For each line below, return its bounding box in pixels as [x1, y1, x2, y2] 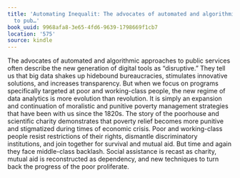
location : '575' [7, 30, 56, 38]
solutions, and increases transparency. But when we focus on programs [7, 79, 219, 88]
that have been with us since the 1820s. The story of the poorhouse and [7, 110, 219, 118]
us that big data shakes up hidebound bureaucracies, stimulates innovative [7, 72, 228, 80]
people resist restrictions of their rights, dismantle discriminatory [7, 132, 198, 141]
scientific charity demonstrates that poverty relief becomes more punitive [7, 117, 224, 125]
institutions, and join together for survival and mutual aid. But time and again [7, 140, 232, 148]
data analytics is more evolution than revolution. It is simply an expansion [7, 94, 223, 103]
